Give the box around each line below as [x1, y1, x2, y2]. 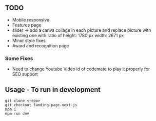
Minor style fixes [12, 38, 46, 43]
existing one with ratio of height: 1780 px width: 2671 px [12, 32, 124, 38]
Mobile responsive [12, 17, 50, 22]
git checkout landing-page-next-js [5, 102, 78, 107]
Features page [12, 22, 41, 28]
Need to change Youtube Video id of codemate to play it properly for [12, 66, 150, 72]
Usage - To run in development [5, 85, 101, 94]
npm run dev [5, 111, 29, 116]
